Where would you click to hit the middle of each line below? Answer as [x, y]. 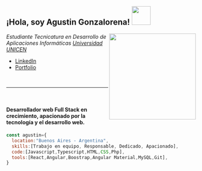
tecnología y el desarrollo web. [46, 123]
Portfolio [26, 67]
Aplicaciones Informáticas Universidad [55, 43]
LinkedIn [26, 61]
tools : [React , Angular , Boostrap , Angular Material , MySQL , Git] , [90, 157]
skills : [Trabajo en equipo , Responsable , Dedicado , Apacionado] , [95, 146]
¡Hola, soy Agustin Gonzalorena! [68, 22]
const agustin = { [26, 135]
